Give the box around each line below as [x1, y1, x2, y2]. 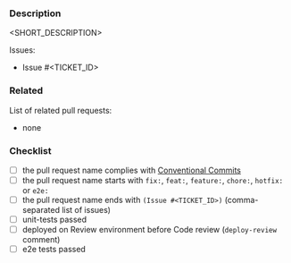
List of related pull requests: [9, 105, 112, 115]
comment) [21, 234, 61, 245]
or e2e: [21, 185, 49, 196]
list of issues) [62, 205, 112, 216]
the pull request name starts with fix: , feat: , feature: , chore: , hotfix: [21, 174, 284, 185]
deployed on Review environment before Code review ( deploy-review [21, 225, 278, 235]
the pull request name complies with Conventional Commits [21, 165, 241, 175]
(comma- [224, 195, 259, 206]
